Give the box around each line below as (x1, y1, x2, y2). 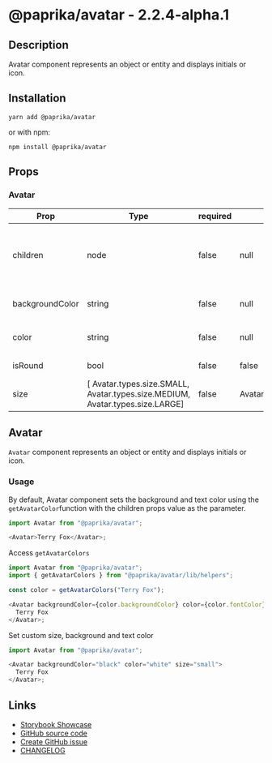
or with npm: (8, 127, 51, 137)
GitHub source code (19, 728, 87, 738)
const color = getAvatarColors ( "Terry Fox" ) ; (8, 586, 164, 594)
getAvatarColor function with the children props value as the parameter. (8, 503, 246, 512)
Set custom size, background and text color (8, 630, 154, 640)
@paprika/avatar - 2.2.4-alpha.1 (8, 6, 229, 24)
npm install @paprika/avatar (8, 143, 107, 151)
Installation (8, 92, 66, 105)
